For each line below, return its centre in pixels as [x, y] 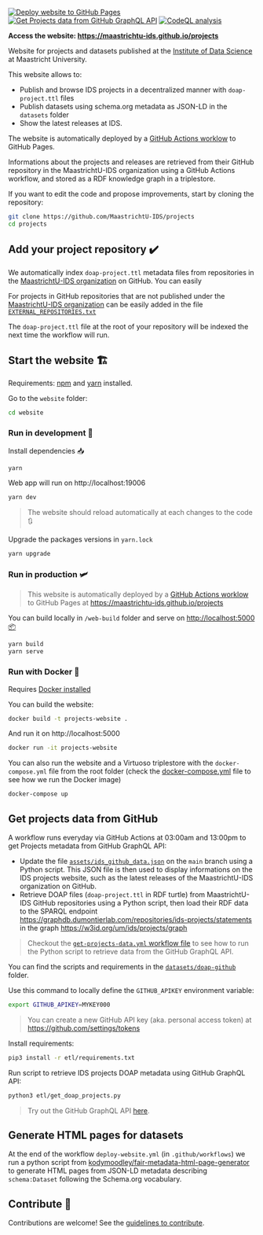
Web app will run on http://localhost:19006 [77, 483]
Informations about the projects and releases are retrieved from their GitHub [131, 162]
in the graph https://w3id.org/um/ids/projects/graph [103, 928]
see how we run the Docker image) [65, 780]
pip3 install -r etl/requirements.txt [71, 1057]
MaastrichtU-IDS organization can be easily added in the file [106, 304]
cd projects [27, 224]
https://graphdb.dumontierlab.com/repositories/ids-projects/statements [136, 919]
